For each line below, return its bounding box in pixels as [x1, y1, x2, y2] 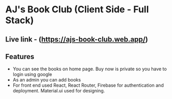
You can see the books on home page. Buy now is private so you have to [12, 66, 167, 72]
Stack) [5, 14, 34, 26]
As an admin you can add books [12, 77, 81, 83]
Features [5, 52, 34, 61]
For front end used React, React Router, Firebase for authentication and [12, 82, 164, 88]
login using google [12, 71, 52, 77]
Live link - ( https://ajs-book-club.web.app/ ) [5, 35, 148, 44]
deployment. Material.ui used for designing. [12, 88, 105, 94]
